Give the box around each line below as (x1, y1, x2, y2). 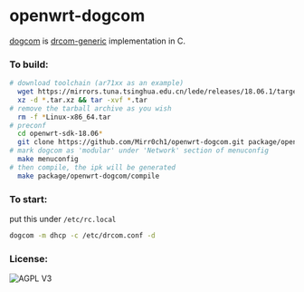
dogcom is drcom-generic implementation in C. (9, 35, 185, 46)
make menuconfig (17, 155, 79, 164)
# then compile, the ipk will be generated (9, 162, 176, 172)
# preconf (9, 121, 47, 130)
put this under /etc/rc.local (9, 214, 117, 225)
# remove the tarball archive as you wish (9, 103, 172, 113)
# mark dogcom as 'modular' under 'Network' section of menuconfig (9, 146, 270, 155)
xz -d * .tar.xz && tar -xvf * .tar (17, 95, 147, 104)
